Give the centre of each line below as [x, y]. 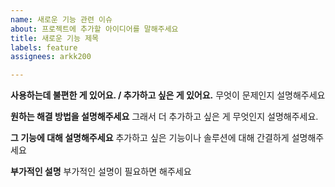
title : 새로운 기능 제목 [55, 38]
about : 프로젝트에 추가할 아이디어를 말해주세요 [94, 29]
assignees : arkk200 [51, 57]
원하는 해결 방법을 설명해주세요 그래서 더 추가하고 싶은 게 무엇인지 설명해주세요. [164, 117]
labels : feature [44, 47]
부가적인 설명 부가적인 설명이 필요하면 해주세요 [101, 172]
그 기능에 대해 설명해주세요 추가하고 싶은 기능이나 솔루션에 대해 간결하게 [150, 138]
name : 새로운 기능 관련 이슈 [61, 19]
